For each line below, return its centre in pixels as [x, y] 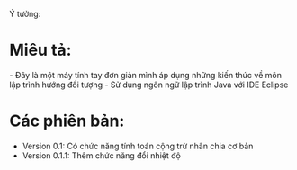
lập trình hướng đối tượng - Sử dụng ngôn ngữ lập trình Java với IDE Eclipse [149, 85]
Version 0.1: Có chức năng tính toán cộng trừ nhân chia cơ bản [138, 146]
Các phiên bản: [67, 121]
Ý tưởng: [25, 14]
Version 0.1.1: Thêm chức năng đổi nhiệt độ [102, 155]
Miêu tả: [40, 50]
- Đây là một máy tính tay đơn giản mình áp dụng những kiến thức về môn [145, 75]
